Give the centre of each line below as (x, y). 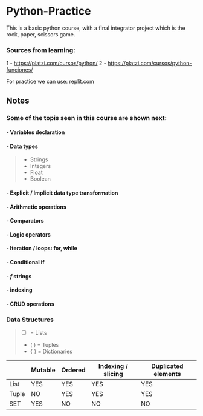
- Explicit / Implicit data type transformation (62, 193)
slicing (113, 374)
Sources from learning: (41, 50)
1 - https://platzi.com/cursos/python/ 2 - (56, 63)
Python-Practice (49, 11)
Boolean (40, 179)
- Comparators (25, 221)
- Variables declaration (36, 132)
